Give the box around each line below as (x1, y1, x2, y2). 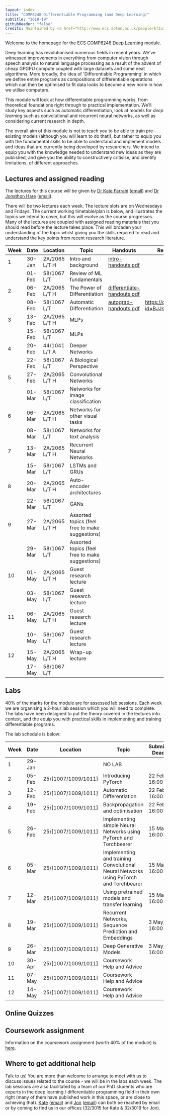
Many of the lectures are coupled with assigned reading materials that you (5, 219, 159, 225)
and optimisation (103, 807, 142, 814)
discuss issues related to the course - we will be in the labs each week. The (5, 1078, 162, 1084)
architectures (69, 489, 102, 496)
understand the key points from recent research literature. (5, 235, 126, 241)
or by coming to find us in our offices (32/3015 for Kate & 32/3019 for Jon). (5, 1104, 160, 1111)
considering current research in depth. (5, 118, 86, 124)
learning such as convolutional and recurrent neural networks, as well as (5, 113, 156, 119)
